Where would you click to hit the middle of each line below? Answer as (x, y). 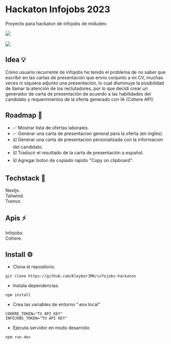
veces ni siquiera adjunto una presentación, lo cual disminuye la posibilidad (85, 83)
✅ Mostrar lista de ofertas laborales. (51, 128)
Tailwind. (15, 196)
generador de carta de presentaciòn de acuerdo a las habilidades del (78, 94)
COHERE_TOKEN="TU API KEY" (34, 314)
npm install (18, 295)
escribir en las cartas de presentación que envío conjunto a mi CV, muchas (84, 77)
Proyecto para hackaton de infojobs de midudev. (57, 24)
